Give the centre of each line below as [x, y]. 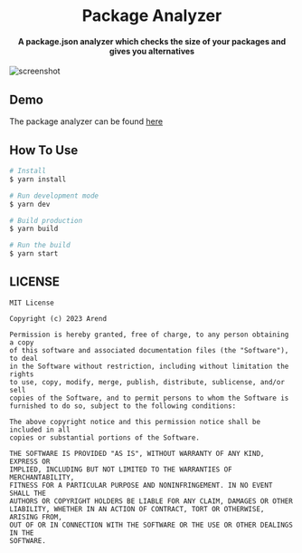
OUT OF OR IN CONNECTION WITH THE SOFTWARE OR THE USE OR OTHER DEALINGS [151, 525]
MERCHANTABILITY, [42, 477]
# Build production [46, 220]
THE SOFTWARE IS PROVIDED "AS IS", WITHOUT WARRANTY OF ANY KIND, [137, 453]
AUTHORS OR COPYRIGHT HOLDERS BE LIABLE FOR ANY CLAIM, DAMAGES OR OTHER [151, 501]
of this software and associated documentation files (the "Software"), [149, 350]
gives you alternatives [152, 51]
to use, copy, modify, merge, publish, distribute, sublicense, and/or [147, 382]
